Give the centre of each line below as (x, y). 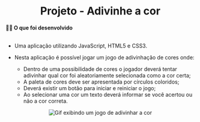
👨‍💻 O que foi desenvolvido (39, 28)
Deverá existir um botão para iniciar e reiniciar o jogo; (89, 88)
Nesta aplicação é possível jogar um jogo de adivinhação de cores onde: (104, 57)
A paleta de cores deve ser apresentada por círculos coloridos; (101, 82)
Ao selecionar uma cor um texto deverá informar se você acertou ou (108, 94)
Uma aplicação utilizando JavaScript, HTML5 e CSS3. (81, 46)
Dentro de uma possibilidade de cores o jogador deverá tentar (100, 69)
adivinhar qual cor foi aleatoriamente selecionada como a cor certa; (107, 75)
